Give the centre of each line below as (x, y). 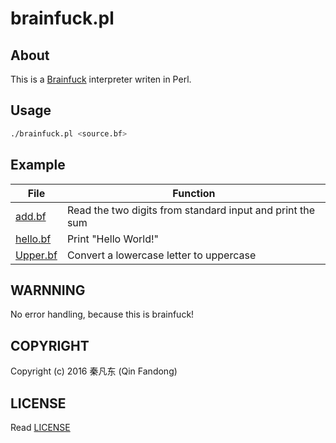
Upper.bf (36, 255)
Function (194, 193)
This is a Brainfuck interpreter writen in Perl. (101, 79)
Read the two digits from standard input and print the (191, 210)
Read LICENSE (40, 427)
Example (38, 165)
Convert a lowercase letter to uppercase (161, 255)
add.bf (31, 216)
